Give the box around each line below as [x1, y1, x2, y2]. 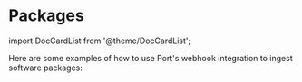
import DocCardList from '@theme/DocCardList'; [8, 35, 191, 46]
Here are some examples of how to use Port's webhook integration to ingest [8, 52, 293, 63]
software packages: [8, 62, 83, 73]
